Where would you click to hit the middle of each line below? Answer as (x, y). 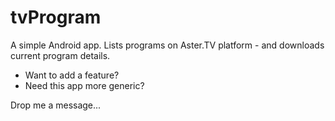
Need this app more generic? (84, 85)
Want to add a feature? (72, 75)
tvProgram (56, 17)
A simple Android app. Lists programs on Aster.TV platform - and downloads (167, 45)
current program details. (60, 55)
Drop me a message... (56, 105)
